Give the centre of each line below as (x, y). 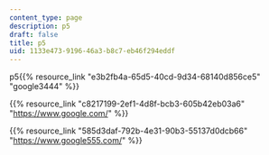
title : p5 (28, 43)
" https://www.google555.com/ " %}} (76, 141)
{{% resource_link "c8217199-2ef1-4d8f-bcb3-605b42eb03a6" (127, 104)
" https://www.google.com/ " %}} (69, 114)
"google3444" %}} (44, 87)
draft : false (34, 34)
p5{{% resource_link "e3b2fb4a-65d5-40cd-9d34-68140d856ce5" (135, 77)
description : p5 (40, 26)
